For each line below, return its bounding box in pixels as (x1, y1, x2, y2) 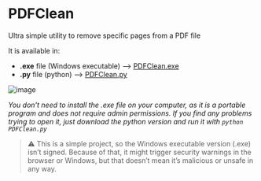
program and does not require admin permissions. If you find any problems (8, 108, 252, 118)
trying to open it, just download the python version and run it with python (8, 116, 244, 126)
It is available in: (8, 46, 61, 55)
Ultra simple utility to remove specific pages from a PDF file (8, 31, 201, 40)
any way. (27, 164, 57, 173)
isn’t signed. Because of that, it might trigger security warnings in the (27, 147, 252, 157)
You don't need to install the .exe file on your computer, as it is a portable (8, 100, 246, 109)
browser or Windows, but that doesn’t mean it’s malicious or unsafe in (27, 155, 254, 165)
